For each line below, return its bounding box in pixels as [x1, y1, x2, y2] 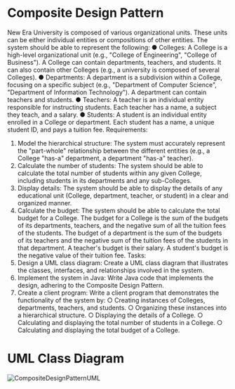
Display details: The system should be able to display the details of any [17, 184, 223, 192]
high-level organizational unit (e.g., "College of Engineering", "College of [7, 51, 217, 59]
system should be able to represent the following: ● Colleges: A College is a [7, 43, 228, 51]
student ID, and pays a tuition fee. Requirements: [7, 125, 148, 134]
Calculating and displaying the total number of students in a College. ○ [17, 318, 223, 326]
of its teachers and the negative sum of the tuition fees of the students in [17, 236, 229, 244]
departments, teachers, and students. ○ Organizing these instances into [17, 303, 227, 312]
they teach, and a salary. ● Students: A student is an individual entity [7, 110, 207, 119]
